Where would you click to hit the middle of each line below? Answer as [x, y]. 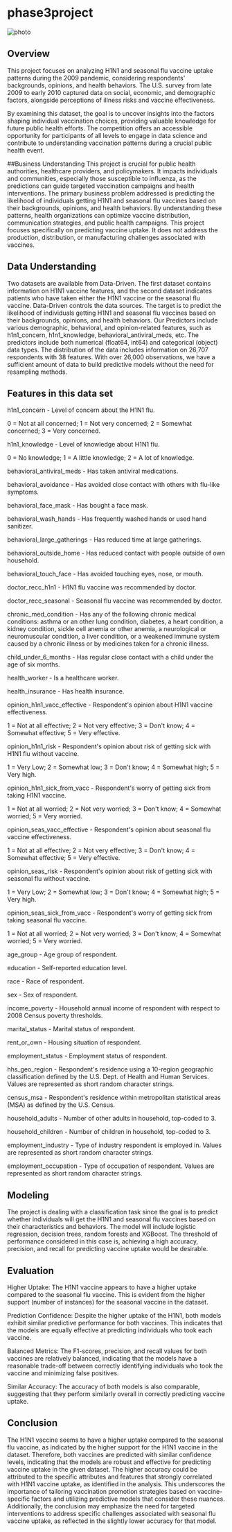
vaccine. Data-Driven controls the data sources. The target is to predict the [114, 305]
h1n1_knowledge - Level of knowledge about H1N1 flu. [83, 445]
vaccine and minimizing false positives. [63, 1373]
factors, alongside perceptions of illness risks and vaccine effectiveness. [111, 100]
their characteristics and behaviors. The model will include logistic [101, 1227]
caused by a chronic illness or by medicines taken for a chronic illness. [108, 644]
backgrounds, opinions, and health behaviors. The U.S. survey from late [110, 85]
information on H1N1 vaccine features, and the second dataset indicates [110, 291]
